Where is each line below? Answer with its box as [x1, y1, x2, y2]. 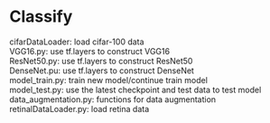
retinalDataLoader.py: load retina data [9, 103, 150, 114]
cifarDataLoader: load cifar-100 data [9, 36, 144, 47]
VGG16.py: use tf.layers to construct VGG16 [9, 45, 170, 56]
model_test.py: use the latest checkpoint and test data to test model [9, 84, 262, 95]
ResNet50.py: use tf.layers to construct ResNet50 [9, 55, 193, 66]
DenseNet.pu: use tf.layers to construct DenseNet [9, 65, 194, 76]
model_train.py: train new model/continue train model [9, 74, 208, 85]
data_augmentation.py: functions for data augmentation [9, 93, 217, 105]
